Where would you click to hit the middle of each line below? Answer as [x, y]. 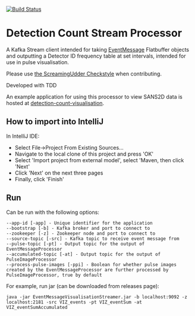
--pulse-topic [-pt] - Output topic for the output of [76, 244]
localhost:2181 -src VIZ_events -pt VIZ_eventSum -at [74, 302]
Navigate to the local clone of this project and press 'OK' [84, 154]
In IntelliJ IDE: [23, 136]
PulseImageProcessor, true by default [54, 275]
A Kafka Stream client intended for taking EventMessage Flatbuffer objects [98, 49]
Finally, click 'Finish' [39, 179]
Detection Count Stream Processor [94, 33]
